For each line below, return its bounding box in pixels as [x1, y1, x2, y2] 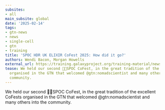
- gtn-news [5, 30, 27, 35]
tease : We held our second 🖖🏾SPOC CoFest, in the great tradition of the [5, 66, 160, 71]
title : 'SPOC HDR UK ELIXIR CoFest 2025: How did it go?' [5, 52, 126, 58]
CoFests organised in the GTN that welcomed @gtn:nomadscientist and [5, 94, 150, 100]
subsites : [5, 7, 26, 12]
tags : [5, 25, 16, 30]
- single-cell [5, 39, 34, 44]
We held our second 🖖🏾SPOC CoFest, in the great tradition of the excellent [5, 88, 156, 94]
